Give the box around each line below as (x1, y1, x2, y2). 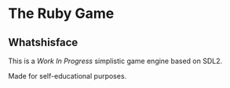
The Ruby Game (8, 5, 115, 23)
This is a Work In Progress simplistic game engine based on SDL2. (8, 56, 223, 65)
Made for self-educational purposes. (8, 72, 127, 80)
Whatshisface (8, 36, 78, 49)
